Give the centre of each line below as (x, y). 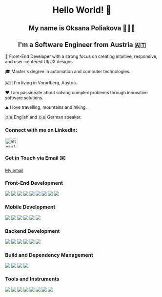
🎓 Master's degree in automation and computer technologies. (68, 72)
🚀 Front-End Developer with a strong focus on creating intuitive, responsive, (81, 56)
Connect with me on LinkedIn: (41, 130)
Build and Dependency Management (49, 255)
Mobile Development (30, 207)
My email (14, 170)
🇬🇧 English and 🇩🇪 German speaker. (43, 117)
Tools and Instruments (32, 279)
